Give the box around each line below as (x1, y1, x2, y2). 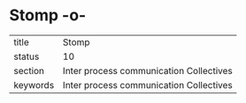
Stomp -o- (9, 5, 87, 26)
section (13, 64, 45, 77)
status (13, 50, 40, 63)
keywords (13, 78, 55, 91)
